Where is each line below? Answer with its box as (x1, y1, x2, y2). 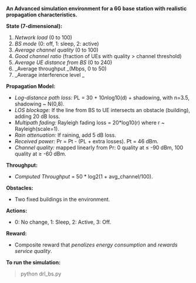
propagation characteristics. (6, 11, 77, 18)
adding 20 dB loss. (14, 113, 60, 120)
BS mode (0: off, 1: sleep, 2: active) (14, 41, 99, 47)
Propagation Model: (6, 83, 56, 90)
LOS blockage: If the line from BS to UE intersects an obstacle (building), (14, 107, 191, 113)
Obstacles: (6, 184, 33, 191)
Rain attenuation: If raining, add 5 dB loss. (14, 132, 116, 139)
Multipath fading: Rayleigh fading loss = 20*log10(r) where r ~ (14, 119, 165, 126)
